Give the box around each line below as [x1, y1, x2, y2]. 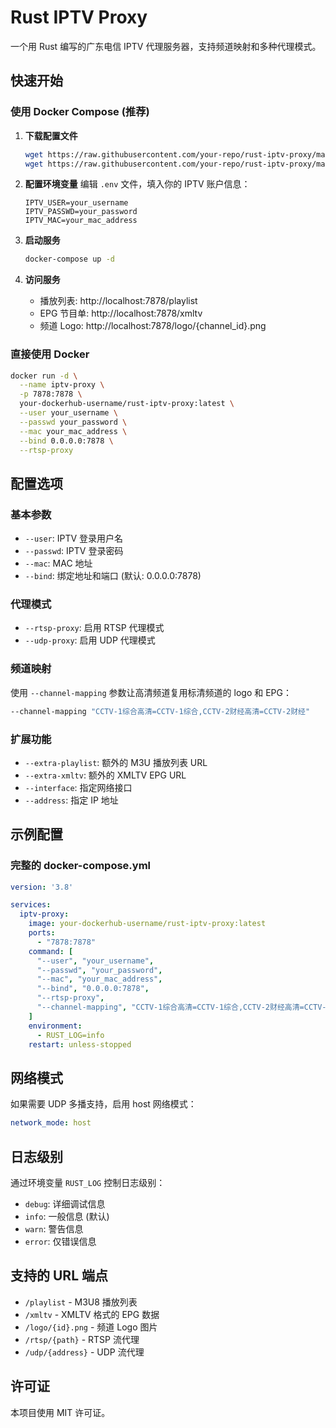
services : [10, 900, 52, 910]
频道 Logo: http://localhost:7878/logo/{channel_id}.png [39, 320, 267, 332]
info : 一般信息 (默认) [24, 1210, 110, 1222]
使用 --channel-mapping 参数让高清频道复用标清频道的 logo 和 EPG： [10, 686, 292, 698]
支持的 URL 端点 [10, 1267, 108, 1285]
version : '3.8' [10, 882, 74, 892]
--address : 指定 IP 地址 [24, 794, 119, 806]
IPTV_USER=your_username [24, 198, 129, 208]
